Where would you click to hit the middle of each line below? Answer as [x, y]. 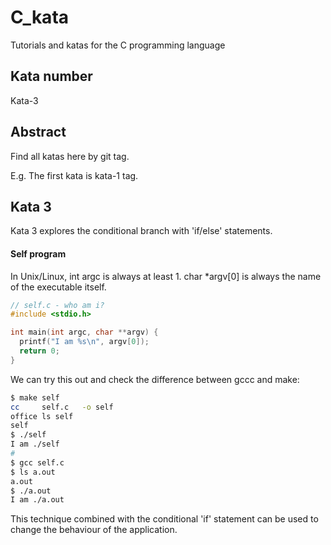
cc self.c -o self [62, 407]
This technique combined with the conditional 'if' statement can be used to [164, 519]
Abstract [38, 132]
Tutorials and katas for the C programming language [118, 45]
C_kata [40, 17]
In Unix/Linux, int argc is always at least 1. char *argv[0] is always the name [166, 276]
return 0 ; [39, 351]
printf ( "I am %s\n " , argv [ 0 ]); [84, 342]
